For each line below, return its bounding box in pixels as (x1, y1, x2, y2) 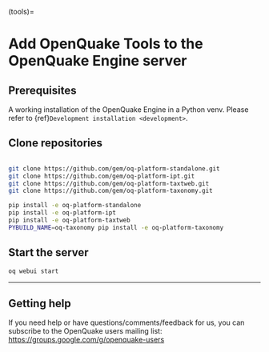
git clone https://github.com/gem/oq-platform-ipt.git (8, 172, 195, 180)
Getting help (8, 296, 71, 310)
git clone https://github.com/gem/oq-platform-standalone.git (8, 164, 220, 173)
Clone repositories (8, 136, 102, 150)
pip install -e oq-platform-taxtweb (8, 216, 130, 225)
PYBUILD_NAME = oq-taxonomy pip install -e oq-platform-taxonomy (8, 223, 224, 231)
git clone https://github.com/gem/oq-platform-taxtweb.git (8, 179, 210, 187)
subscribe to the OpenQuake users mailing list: (8, 326, 163, 336)
